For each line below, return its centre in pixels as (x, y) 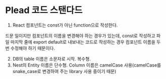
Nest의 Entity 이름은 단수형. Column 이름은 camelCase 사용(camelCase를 (87, 65)
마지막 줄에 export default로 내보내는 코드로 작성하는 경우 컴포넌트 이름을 (83, 42)
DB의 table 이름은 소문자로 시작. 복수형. (51, 58)
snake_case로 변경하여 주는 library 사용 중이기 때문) (64, 71)
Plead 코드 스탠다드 (44, 10)
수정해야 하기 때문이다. (33, 48)
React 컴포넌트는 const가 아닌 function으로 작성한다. (65, 25)
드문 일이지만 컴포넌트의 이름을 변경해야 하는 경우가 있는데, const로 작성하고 (80, 35)
